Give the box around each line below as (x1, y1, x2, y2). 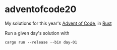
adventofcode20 (5, 4, 77, 15)
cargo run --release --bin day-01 (5, 39, 78, 45)
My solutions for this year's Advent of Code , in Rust (5, 20, 112, 26)
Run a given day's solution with (5, 30, 70, 36)
